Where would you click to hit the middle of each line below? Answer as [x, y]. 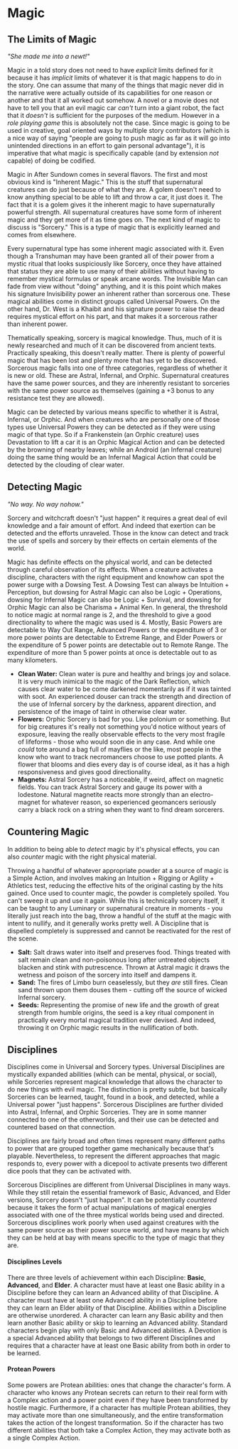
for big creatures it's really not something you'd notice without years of [121, 727]
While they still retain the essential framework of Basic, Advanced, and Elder [119, 1193]
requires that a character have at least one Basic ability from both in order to [119, 1345]
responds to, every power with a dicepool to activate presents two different [118, 1163]
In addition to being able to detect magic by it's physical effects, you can [114, 849]
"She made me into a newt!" [49, 56]
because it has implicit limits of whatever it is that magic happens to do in [114, 77]
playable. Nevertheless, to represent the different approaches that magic [114, 1156]
